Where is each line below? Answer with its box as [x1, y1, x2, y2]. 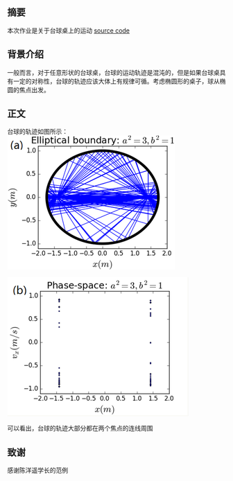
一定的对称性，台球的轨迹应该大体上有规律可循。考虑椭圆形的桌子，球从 [12, 77, 220, 85]
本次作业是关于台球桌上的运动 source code [7, 26, 130, 35]
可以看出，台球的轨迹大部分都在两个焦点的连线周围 [7, 424, 153, 432]
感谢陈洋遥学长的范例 [7, 466, 68, 475]
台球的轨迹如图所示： [7, 128, 68, 136]
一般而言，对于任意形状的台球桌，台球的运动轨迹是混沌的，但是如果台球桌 [7, 68, 220, 76]
